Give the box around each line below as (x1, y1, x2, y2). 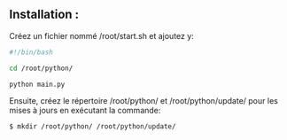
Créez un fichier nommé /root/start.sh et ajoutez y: (9, 30, 195, 41)
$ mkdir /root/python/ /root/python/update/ (9, 122, 176, 131)
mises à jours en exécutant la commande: (9, 105, 161, 116)
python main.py (9, 80, 66, 89)
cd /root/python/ (9, 64, 74, 73)
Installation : (9, 7, 80, 22)
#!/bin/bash (9, 48, 53, 57)
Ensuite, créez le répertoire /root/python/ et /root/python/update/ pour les (9, 96, 279, 106)
